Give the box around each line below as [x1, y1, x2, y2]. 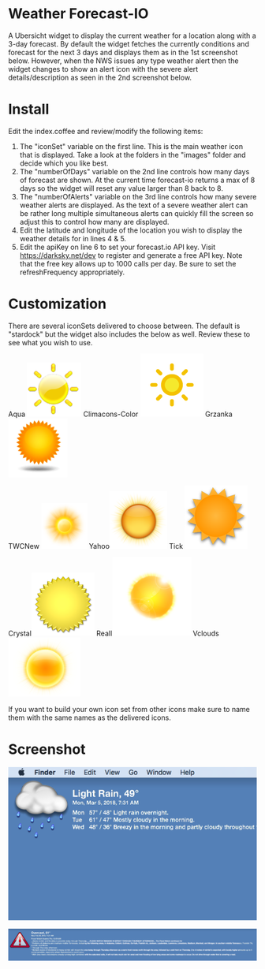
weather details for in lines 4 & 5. [19, 233, 127, 243]
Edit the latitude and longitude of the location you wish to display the [19, 225, 243, 235]
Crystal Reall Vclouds [8, 628, 219, 638]
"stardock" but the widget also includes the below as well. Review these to [8, 329, 251, 339]
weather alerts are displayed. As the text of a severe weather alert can [19, 200, 248, 210]
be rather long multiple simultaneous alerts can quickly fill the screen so [19, 208, 254, 218]
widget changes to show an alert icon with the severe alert [8, 64, 199, 73]
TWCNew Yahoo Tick [8, 541, 184, 550]
